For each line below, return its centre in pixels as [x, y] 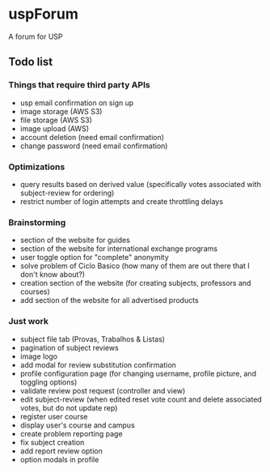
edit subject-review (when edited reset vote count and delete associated [141, 399]
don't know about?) [53, 274]
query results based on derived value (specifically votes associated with [140, 184]
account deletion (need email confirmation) [92, 137]
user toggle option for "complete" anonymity [95, 257]
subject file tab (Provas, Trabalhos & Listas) [93, 339]
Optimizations [37, 167]
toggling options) [49, 382]
